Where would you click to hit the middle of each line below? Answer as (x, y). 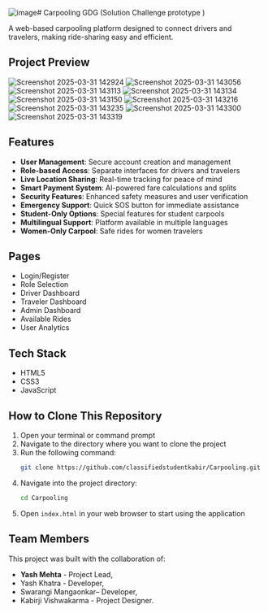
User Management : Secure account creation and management (125, 162)
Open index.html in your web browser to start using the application (132, 513)
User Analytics (45, 328)
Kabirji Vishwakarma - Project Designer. (87, 600)
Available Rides (45, 319)
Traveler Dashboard (53, 302)
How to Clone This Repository (85, 416)
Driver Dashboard (50, 293)
